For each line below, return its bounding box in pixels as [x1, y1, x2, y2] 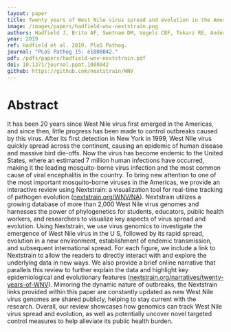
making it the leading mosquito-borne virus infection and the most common [7, 164, 221, 172]
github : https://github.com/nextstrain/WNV [7, 67, 134, 74]
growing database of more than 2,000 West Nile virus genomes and [7, 200, 199, 208]
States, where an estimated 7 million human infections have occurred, [7, 156, 205, 165]
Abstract [7, 97, 58, 113]
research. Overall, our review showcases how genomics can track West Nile [7, 302, 223, 311]
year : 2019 [7, 36, 38, 43]
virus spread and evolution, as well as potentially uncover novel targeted [7, 310, 212, 318]
